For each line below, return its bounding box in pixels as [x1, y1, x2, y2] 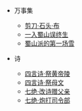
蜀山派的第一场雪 [24, 39, 75, 48]
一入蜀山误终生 [24, 31, 69, 38]
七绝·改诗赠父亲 [24, 88, 71, 95]
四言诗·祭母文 [24, 78, 64, 87]
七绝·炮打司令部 [24, 96, 71, 105]
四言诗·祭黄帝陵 [24, 70, 71, 78]
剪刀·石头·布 [24, 21, 60, 30]
